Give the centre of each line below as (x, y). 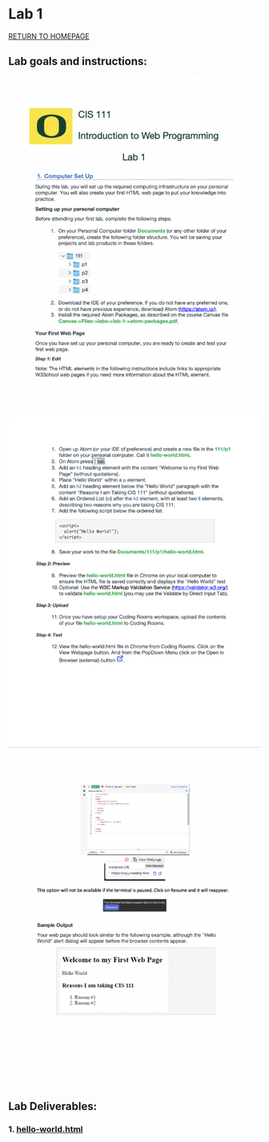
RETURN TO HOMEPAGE (49, 36)
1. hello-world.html (46, 1129)
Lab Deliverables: (53, 1106)
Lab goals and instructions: (78, 61)
